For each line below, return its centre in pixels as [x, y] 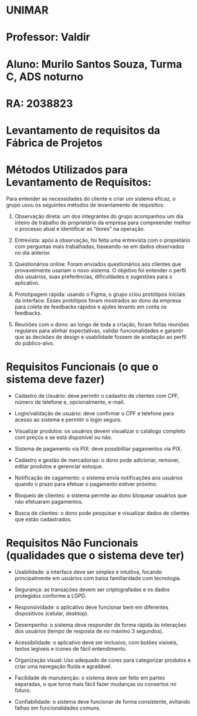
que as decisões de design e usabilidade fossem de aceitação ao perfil [100, 337]
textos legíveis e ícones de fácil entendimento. [71, 648]
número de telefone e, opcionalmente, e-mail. [69, 402]
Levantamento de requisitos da [83, 130]
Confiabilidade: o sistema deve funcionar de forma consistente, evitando [102, 701]
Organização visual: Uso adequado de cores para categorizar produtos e [103, 660]
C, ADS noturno [45, 76]
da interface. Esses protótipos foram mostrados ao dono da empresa [98, 300]
